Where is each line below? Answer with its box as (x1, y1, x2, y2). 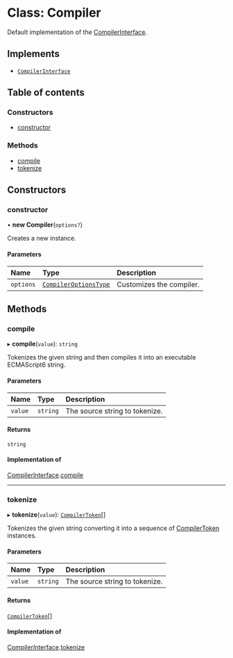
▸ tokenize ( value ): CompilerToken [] (7, 511, 106, 519)
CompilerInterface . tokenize (7, 643, 85, 651)
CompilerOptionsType (42, 280, 110, 288)
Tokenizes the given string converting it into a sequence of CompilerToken (7, 524, 220, 533)
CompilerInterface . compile (7, 471, 84, 479)
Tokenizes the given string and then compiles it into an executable (7, 353, 196, 362)
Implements (7, 48, 60, 60)
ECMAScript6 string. (7, 360, 66, 369)
